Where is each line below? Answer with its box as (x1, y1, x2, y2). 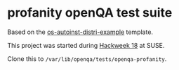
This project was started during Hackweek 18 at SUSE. (7, 41, 165, 49)
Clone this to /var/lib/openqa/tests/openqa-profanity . (7, 54, 167, 63)
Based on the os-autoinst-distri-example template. (7, 28, 153, 36)
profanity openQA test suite (7, 5, 173, 21)
